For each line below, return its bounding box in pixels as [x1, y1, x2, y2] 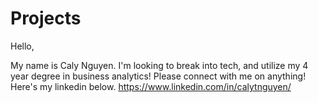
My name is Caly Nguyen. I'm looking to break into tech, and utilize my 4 [10, 59, 309, 71]
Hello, [10, 40, 35, 52]
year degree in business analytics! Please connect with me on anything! [10, 70, 307, 82]
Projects [10, 7, 82, 30]
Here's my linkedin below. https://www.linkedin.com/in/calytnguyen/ [10, 80, 292, 92]
